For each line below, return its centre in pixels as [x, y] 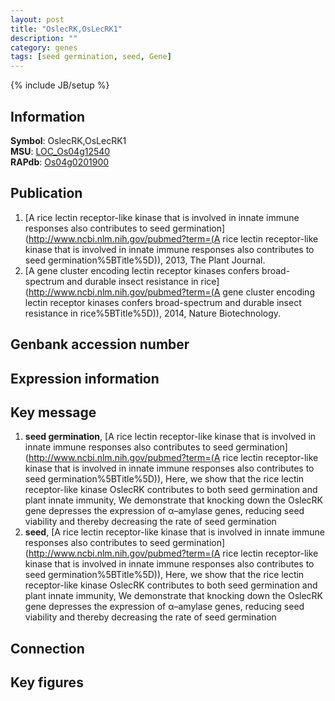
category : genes [44, 47]
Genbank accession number [100, 344]
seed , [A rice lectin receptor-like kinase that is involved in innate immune [175, 532]
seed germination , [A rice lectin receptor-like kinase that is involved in [170, 437]
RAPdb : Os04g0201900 [60, 162]
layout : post [37, 19]
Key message [53, 412]
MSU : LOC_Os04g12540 [60, 151]
